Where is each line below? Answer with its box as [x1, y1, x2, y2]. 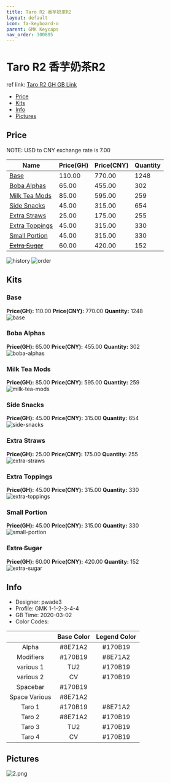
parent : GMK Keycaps [6, 26, 60, 33]
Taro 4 [21, 733, 40, 741]
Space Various [9, 693, 52, 701]
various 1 [17, 663, 44, 671]
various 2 [17, 673, 44, 682]
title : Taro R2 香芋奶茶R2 [6, 9, 72, 15]
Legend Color [96, 633, 137, 641]
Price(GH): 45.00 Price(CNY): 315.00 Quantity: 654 [6, 415, 139, 422]
